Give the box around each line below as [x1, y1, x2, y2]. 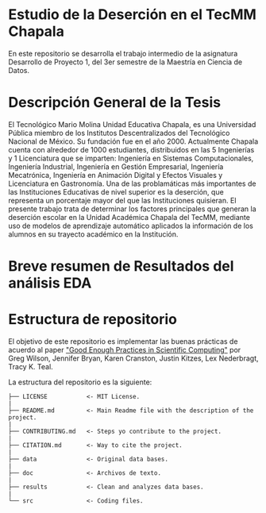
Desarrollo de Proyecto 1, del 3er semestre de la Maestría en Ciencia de [8, 57, 243, 67]
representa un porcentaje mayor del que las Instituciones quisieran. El [8, 195, 237, 205]
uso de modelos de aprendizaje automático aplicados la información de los [8, 221, 254, 230]
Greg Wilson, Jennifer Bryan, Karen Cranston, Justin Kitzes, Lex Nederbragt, [8, 353, 259, 363]
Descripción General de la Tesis [8, 94, 221, 112]
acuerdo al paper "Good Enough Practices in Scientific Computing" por [8, 345, 241, 354]
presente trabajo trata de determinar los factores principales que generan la [8, 204, 256, 214]
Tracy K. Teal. [8, 362, 53, 371]
